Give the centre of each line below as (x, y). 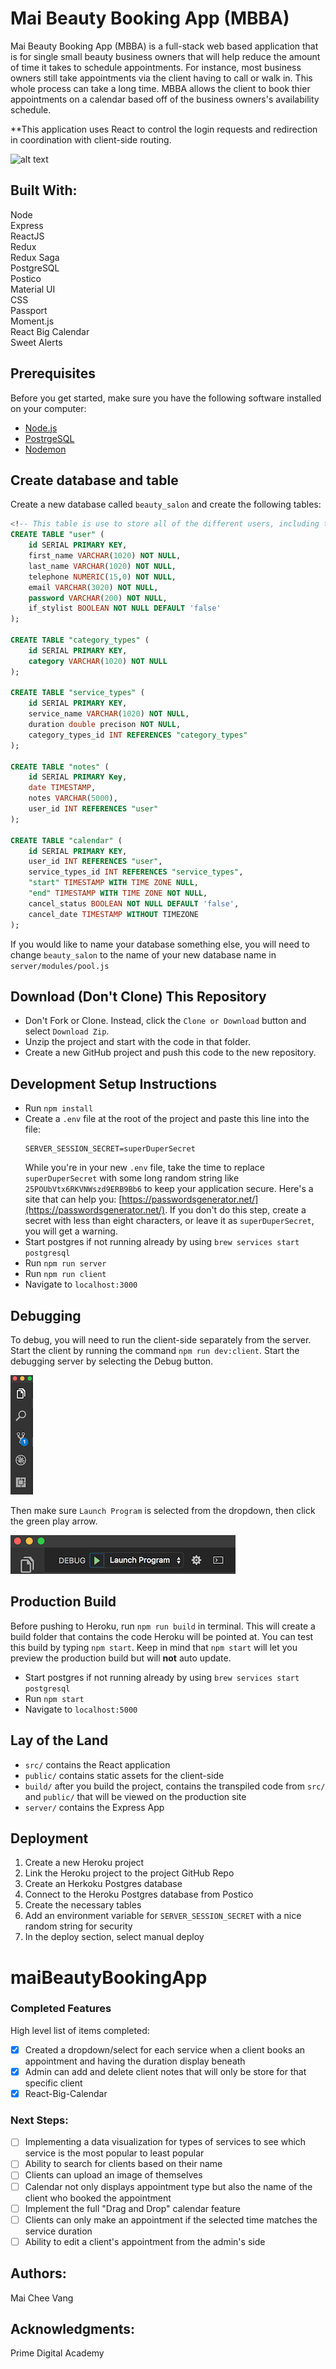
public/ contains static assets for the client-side (124, 1775)
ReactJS (27, 236)
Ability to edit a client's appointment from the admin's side (145, 2241)
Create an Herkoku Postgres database (103, 1884)
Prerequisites (53, 373)
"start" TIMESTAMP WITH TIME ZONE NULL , (113, 883)
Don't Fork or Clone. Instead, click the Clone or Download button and (165, 1021)
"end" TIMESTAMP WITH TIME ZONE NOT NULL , (118, 893)
